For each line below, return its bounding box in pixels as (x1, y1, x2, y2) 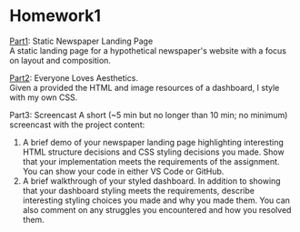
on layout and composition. (9, 55, 112, 66)
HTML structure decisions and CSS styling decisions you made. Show (22, 146, 285, 157)
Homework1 (9, 5, 102, 26)
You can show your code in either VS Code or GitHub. (22, 166, 225, 177)
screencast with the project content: (9, 119, 145, 130)
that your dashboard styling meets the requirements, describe (22, 185, 255, 196)
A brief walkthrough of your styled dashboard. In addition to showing (22, 175, 281, 187)
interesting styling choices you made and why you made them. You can (22, 195, 291, 206)
